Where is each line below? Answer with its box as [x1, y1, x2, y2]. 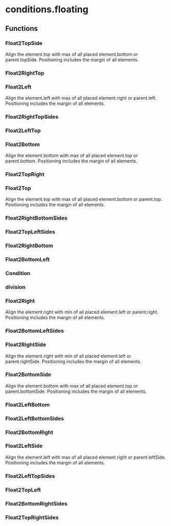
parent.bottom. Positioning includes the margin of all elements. [5, 158, 138, 164]
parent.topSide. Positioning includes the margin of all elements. [5, 57, 139, 63]
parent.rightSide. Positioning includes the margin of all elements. [5, 358, 142, 365]
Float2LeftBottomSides [5, 415, 64, 422]
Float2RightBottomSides [5, 214, 68, 222]
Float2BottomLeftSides [5, 328, 64, 335]
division [5, 283, 26, 291]
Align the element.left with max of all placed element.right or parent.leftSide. [5, 454, 166, 460]
